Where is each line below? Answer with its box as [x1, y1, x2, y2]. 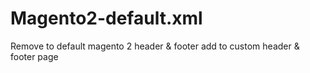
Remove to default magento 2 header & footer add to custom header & [10, 40, 300, 52]
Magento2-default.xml [10, 7, 203, 30]
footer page [10, 50, 59, 62]
